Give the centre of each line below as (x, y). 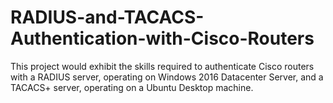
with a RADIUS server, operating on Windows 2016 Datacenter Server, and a (167, 77)
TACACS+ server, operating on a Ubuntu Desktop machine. (132, 87)
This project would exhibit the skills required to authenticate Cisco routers (162, 66)
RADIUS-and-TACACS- (107, 17)
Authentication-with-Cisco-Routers (162, 38)
